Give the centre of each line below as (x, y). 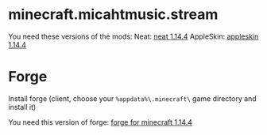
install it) (22, 107)
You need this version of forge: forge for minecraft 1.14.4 (101, 122)
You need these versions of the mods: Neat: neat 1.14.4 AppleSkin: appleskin (133, 36)
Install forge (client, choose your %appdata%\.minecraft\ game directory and (132, 98)
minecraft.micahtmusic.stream (113, 15)
